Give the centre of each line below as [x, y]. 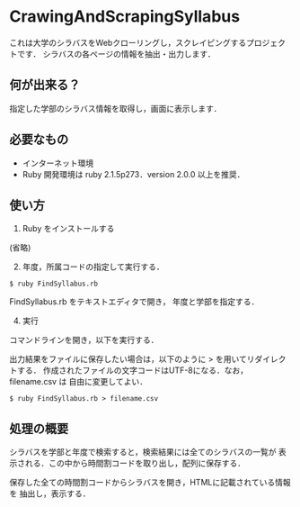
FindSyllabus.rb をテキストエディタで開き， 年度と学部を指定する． [134, 302]
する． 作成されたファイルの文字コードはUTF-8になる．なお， [132, 370]
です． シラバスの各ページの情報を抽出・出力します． [116, 54]
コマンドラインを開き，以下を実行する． [84, 340]
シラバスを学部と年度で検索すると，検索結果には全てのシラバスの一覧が [143, 452]
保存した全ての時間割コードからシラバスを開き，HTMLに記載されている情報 [150, 483]
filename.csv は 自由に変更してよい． [79, 382]
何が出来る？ [45, 85]
